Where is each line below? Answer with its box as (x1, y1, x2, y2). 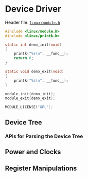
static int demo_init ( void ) (5, 42, 62, 47)
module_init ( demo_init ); (5, 91, 55, 96)
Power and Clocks (5, 147, 61, 156)
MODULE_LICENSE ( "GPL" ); (5, 105, 53, 110)
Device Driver (5, 3, 62, 15)
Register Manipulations (5, 164, 77, 173)
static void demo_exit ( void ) (5, 69, 64, 74)
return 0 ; (14, 56, 34, 61)
